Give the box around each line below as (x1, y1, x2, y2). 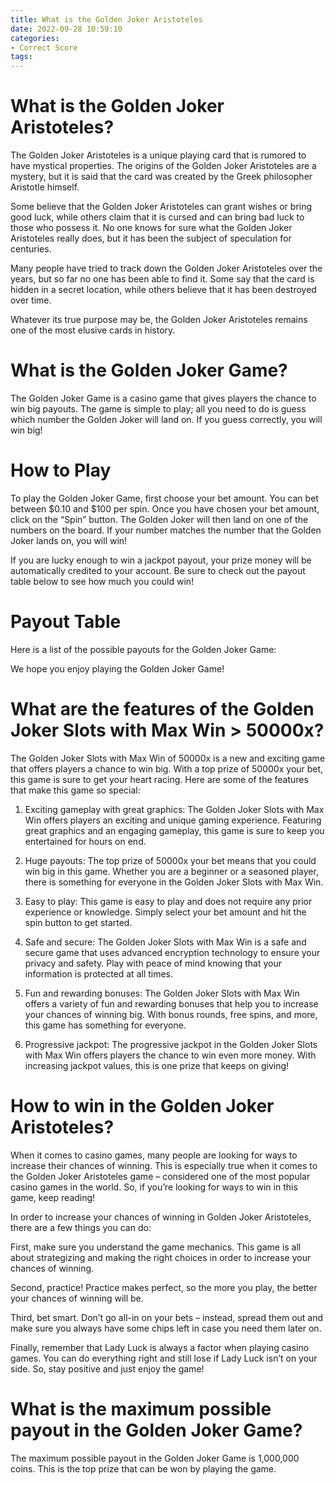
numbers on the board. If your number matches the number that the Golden (10, 524, 322, 536)
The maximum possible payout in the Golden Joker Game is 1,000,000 (10, 1452, 300, 1464)
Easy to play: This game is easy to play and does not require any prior (24, 895, 313, 907)
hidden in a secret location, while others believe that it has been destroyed (10, 284, 317, 296)
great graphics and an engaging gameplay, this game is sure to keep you (24, 824, 325, 836)
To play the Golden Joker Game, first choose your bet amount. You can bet (10, 492, 319, 504)
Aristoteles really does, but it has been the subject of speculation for (10, 232, 292, 245)
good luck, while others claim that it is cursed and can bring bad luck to (10, 211, 305, 223)
